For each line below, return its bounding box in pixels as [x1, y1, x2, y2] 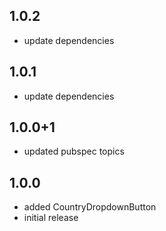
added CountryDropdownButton [23, 201, 157, 213]
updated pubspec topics [23, 145, 125, 158]
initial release [23, 212, 79, 224]
